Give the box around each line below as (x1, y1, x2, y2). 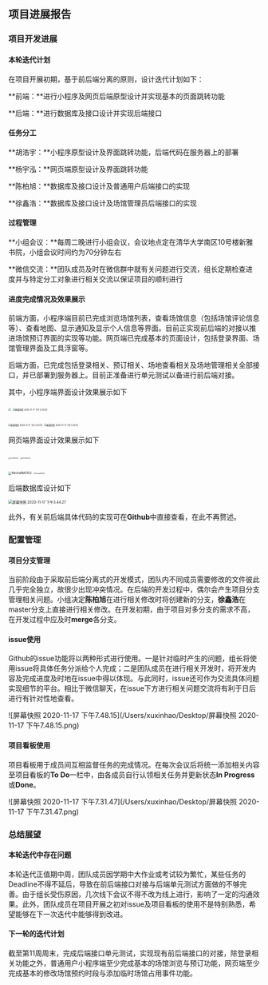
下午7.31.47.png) (26, 807, 80, 816)
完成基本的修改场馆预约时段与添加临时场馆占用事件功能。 (8, 968, 197, 978)
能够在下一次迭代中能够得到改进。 (14, 909, 128, 919)
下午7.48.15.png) (26, 720, 80, 730)
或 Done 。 (8, 780, 41, 789)
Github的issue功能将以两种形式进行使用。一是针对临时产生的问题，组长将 (8, 654, 250, 664)
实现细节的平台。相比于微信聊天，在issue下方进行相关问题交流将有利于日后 (8, 684, 257, 693)
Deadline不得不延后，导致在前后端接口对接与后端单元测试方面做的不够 (8, 879, 241, 889)
